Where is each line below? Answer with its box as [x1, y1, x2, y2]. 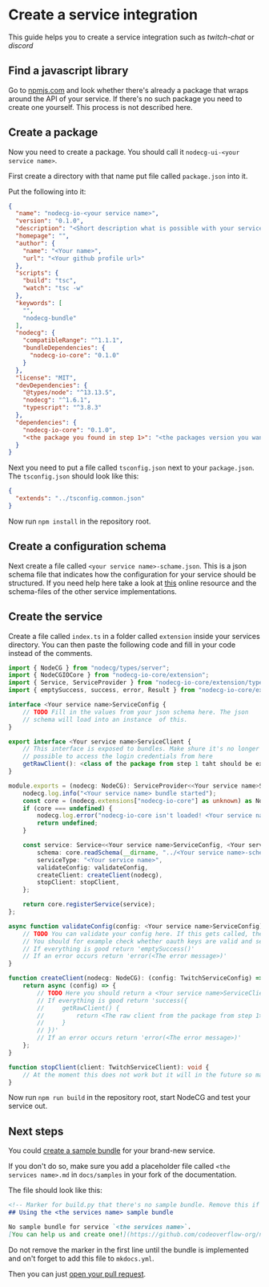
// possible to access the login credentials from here [22, 752, 214, 760]
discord [8, 40, 34, 50]
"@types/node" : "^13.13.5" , [22, 389, 116, 397]
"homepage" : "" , [15, 232, 70, 240]
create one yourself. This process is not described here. [8, 102, 193, 112]
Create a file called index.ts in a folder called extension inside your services [8, 631, 260, 641]
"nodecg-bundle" [22, 314, 78, 322]
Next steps [8, 1124, 64, 1138]
